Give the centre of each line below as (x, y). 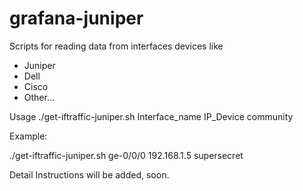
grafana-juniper (76, 18)
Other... (39, 97)
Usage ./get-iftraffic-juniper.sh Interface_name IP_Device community (151, 116)
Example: (28, 136)
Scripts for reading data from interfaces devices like (116, 46)
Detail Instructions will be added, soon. (89, 174)
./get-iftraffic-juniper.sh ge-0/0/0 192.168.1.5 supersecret (126, 155)
